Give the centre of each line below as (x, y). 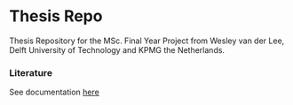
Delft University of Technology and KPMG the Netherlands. (117, 49)
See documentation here (54, 92)
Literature (31, 72)
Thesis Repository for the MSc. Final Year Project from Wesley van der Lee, (147, 41)
